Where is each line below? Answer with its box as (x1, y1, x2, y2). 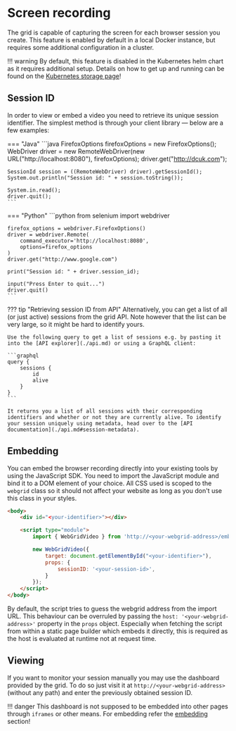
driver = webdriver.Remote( (7, 231, 90, 238)
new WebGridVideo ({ (32, 546, 90, 554)
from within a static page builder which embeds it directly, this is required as (7, 627, 228, 635)
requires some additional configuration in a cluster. (7, 43, 155, 51)
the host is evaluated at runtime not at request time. (7, 635, 157, 643)
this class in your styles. (7, 494, 77, 502)
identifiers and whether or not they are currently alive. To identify (7, 413, 221, 420)
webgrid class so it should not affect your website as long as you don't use (7, 486, 223, 494)
